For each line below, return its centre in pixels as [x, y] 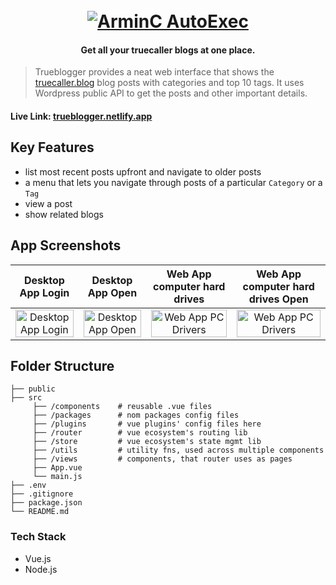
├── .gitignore [42, 494]
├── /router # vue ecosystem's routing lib [140, 433]
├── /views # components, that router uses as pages [162, 459]
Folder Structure [62, 366]
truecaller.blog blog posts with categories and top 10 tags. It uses [169, 83]
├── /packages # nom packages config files [136, 415]
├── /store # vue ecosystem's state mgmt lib [147, 442]
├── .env [28, 485]
